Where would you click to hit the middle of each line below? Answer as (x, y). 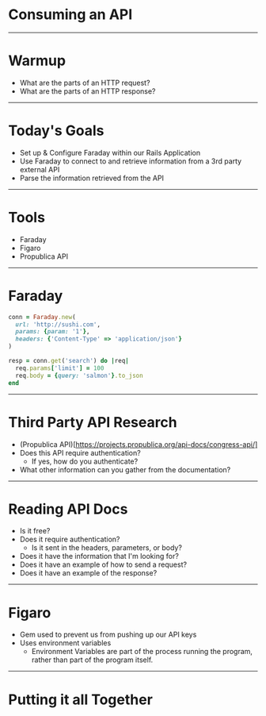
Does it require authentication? (70, 539)
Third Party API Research (93, 422)
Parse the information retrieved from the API (92, 178)
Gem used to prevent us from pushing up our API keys (108, 635)
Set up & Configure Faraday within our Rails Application (110, 152)
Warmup (37, 61)
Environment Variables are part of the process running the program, (142, 652)
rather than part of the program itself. (92, 660)
